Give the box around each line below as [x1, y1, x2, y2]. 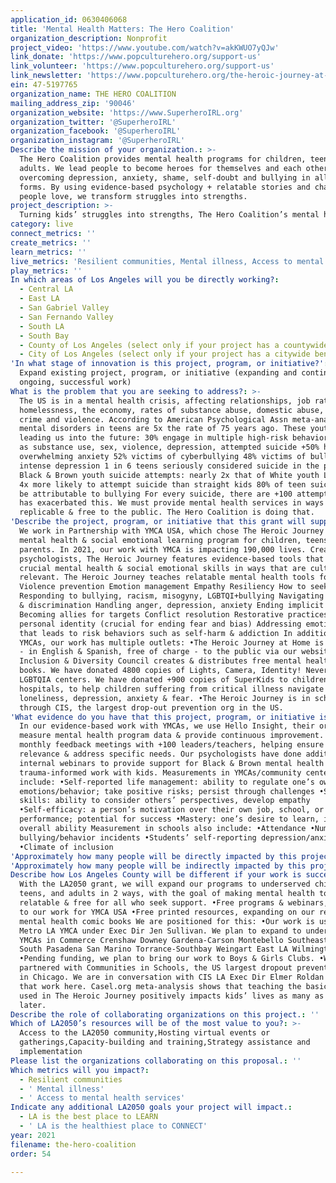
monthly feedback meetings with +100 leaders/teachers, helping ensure [19, 740, 325, 750]
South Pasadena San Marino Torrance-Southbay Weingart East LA [19, 944, 288, 955]
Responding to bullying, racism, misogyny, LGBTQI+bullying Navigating [19, 591, 325, 601]
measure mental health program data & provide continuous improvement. [19, 731, 325, 741]
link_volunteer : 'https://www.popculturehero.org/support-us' [10, 61, 275, 71]
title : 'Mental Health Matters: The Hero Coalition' [10, 24, 235, 34]
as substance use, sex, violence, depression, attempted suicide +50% [19, 442, 320, 453]
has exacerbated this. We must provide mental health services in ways [19, 498, 325, 508]
